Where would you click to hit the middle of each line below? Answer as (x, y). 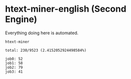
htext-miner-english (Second (66, 9)
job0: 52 (14, 59)
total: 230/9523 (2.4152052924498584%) (46, 50)
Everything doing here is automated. (42, 33)
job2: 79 (14, 67)
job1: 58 (14, 63)
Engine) (21, 19)
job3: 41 (14, 72)
